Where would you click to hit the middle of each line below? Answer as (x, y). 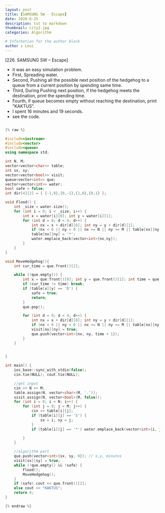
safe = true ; (44, 293)
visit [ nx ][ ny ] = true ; (55, 330)
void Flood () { (21, 202)
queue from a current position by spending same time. (67, 85)
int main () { (18, 365)
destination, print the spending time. (49, 95)
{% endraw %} (18, 506)
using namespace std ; (27, 152)
